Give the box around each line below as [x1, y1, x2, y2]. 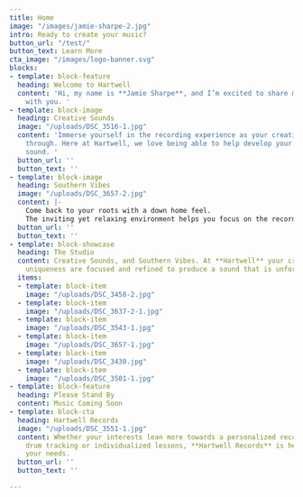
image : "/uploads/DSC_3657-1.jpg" [25, 340, 155, 349]
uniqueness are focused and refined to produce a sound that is [25, 265, 272, 274]
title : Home [9, 13, 54, 23]
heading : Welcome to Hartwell [17, 80, 131, 89]
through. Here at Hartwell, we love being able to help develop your [25, 139, 293, 148]
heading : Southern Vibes [17, 181, 111, 190]
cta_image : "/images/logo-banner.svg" [9, 55, 155, 64]
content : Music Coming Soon [17, 399, 124, 409]
